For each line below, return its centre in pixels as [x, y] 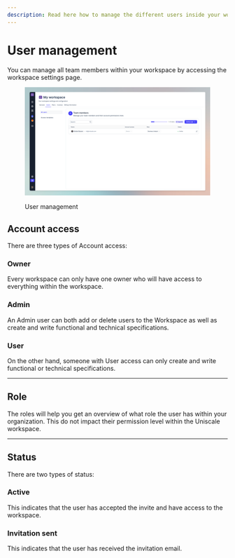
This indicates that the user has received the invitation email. [95, 549]
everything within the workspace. [55, 287]
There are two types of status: [51, 474]
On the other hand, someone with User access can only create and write [112, 360]
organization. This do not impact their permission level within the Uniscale [114, 421]
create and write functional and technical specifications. [88, 327]
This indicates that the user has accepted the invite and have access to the [115, 508]
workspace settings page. [45, 77]
